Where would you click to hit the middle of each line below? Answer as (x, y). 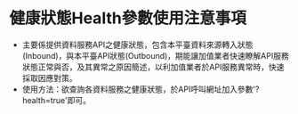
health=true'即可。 (56, 100)
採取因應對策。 (49, 77)
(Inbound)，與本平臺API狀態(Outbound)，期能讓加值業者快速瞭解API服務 (155, 55)
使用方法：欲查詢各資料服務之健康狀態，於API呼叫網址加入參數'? (141, 89)
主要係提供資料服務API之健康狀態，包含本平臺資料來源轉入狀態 (137, 45)
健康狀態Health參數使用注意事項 (128, 18)
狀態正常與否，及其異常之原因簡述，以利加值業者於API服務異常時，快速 (153, 67)
